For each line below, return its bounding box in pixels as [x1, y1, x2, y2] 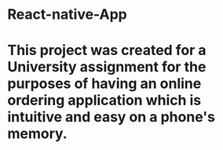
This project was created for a [7, 42, 207, 60]
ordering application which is [7, 92, 202, 109]
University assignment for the [7, 58, 207, 76]
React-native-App [7, 5, 127, 24]
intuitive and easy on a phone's [7, 108, 215, 126]
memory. [7, 125, 68, 143]
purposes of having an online [7, 75, 202, 93]
